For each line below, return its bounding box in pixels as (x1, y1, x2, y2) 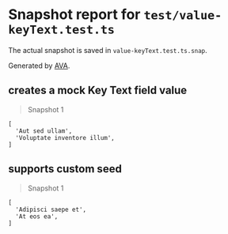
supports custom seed (8, 162, 123, 175)
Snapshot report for (8, 6, 141, 24)
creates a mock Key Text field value (8, 84, 188, 97)
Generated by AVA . (8, 61, 70, 70)
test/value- (143, 8, 222, 23)
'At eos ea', (15, 212, 59, 221)
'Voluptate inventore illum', (15, 134, 115, 142)
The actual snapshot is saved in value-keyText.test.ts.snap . (8, 45, 207, 55)
